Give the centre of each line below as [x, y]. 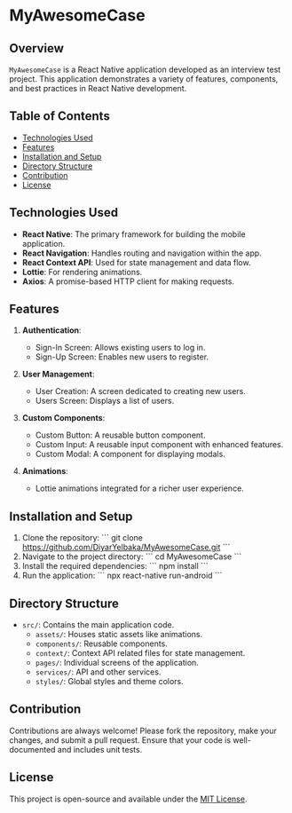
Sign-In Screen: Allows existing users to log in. [120, 348]
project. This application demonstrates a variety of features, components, [144, 79]
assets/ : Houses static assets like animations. [118, 635]
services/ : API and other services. [98, 672]
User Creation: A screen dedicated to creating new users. [141, 391]
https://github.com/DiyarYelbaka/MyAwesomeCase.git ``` [126, 548]
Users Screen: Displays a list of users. [105, 401]
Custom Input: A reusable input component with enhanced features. [159, 445]
